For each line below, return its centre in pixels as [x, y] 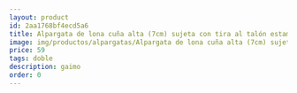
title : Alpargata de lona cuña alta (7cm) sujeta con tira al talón [138, 34]
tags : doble [31, 58]
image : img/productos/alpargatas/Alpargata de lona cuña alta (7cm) [138, 42]
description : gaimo [45, 67]
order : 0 [25, 75]
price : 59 [27, 50]
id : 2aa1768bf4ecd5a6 [49, 26]
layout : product [39, 17]
